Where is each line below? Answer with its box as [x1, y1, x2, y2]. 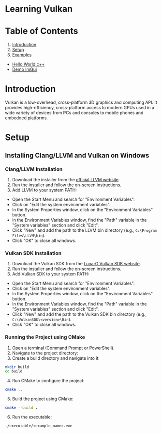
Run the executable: [12, 414, 52, 420]
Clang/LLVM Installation [5, 166, 63, 173]
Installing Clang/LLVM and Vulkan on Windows [5, 151, 149, 160]
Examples [12, 52, 32, 58]
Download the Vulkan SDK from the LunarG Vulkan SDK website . [12, 261, 141, 267]
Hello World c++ [12, 62, 45, 67]
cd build [5, 369, 23, 374]
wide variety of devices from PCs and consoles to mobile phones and [5, 110, 144, 116]
